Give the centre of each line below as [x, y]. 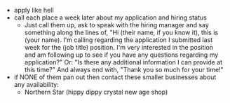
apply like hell [34, 10]
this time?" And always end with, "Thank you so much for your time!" [124, 70]
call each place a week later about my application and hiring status [110, 18]
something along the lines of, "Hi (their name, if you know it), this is [121, 32]
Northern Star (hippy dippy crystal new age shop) [96, 92]
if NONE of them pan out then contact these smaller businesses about [115, 77]
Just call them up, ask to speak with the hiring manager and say [116, 25]
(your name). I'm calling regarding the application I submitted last [119, 40]
